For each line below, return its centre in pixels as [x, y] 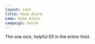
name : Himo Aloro [23, 18]
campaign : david [21, 23]
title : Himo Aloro [24, 14]
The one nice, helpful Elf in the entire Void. [48, 37]
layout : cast [18, 9]
